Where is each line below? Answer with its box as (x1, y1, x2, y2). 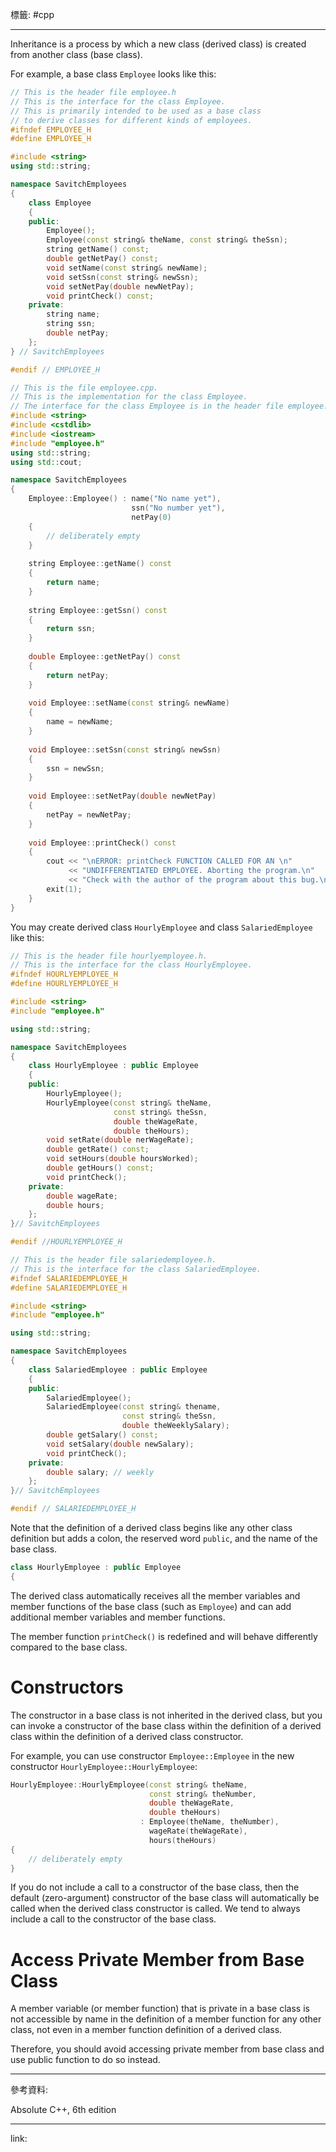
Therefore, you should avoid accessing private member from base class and (10, 2043, 325, 2055)
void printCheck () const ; (46, 291, 155, 301)
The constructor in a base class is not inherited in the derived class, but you (10, 1709, 323, 1721)
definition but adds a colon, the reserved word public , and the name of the (10, 1533, 318, 1544)
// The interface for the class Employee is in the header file (10, 401, 284, 412)
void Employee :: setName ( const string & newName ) (28, 698, 230, 708)
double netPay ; (46, 328, 110, 338)
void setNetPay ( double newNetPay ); (46, 281, 195, 292)
